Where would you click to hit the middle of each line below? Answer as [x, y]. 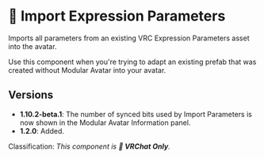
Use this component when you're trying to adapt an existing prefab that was [132, 62]
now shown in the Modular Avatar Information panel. [105, 123]
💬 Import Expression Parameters [117, 16]
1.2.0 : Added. [42, 131]
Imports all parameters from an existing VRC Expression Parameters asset [129, 38]
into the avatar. [33, 46]
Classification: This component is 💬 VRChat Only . [89, 146]
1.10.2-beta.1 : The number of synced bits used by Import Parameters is [136, 114]
